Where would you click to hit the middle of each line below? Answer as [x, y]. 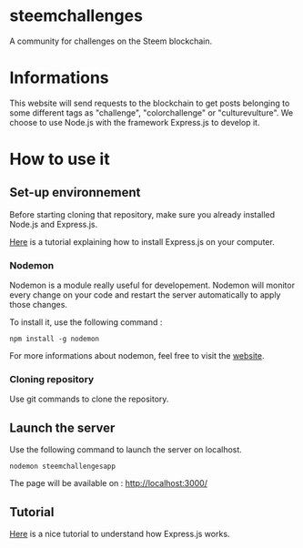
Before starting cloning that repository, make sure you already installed [142, 214]
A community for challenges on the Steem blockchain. [111, 41]
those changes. [39, 305]
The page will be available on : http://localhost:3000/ [108, 483]
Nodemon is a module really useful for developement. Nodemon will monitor [152, 285]
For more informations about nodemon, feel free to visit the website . [137, 356]
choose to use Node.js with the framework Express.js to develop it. [135, 122]
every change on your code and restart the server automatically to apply [145, 295]
